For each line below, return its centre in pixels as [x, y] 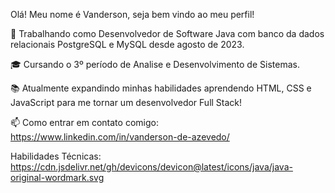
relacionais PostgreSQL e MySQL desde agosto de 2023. [127, 44]
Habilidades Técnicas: [56, 156]
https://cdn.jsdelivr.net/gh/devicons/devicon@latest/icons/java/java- [151, 167]
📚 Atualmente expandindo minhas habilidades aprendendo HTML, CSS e [161, 88]
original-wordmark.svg [57, 177]
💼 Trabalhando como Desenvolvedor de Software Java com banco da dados [167, 33]
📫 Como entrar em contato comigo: [84, 122]
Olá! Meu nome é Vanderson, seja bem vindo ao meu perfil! [132, 14]
